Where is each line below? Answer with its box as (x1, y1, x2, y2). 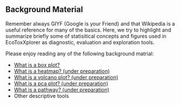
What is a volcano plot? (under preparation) (13, 73, 119, 80)
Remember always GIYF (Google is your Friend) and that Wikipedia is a (5, 20, 175, 27)
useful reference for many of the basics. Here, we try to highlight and (5, 26, 171, 33)
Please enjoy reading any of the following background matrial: (5, 50, 154, 57)
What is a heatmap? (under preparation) (13, 67, 110, 75)
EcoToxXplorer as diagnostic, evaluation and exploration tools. (5, 38, 155, 45)
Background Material (5, 5, 83, 15)
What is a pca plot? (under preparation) (13, 80, 109, 87)
